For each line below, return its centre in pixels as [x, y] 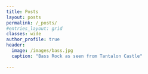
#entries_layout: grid [34, 28]
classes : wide [24, 34]
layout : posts [24, 17]
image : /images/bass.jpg [42, 51]
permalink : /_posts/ [32, 23]
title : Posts [22, 12]
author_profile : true [33, 39]
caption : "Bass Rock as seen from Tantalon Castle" [77, 56]
